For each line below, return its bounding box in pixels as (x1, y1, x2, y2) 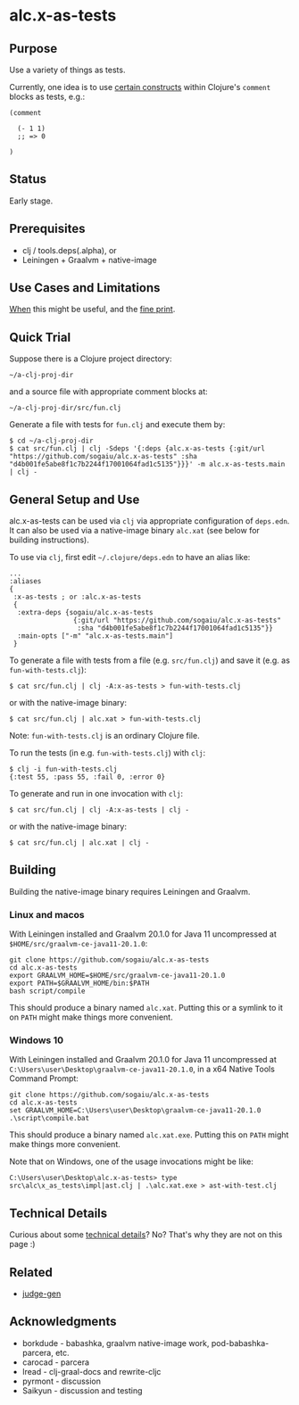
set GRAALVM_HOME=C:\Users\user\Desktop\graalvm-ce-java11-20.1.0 (9, 1106, 262, 1115)
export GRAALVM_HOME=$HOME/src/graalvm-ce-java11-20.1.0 (9, 971, 226, 980)
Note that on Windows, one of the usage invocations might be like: (9, 1156, 254, 1167)
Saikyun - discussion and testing (21, 1384, 143, 1396)
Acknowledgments (9, 1314, 118, 1329)
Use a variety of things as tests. (9, 64, 126, 75)
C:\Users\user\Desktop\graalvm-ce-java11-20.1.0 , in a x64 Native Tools (9, 1063, 275, 1075)
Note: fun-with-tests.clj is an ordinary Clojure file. (9, 731, 200, 741)
